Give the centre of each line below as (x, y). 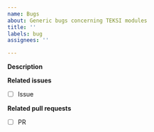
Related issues (29, 81)
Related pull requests (39, 109)
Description (25, 67)
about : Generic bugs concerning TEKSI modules (77, 21)
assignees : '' (28, 40)
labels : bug (25, 34)
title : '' (22, 27)
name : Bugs (23, 14)
